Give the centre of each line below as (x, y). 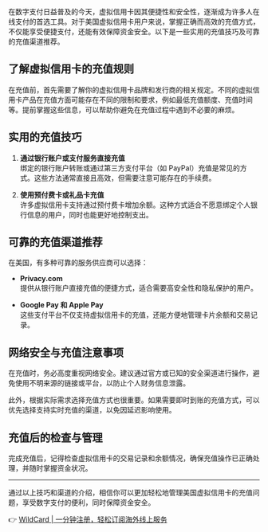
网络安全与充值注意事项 (66, 352)
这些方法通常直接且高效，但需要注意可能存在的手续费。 (125, 178)
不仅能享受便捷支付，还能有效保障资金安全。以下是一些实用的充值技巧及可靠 (134, 31)
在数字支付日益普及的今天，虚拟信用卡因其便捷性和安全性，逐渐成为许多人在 (134, 12)
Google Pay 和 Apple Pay (61, 305)
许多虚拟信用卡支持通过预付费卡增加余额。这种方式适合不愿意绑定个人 (135, 205)
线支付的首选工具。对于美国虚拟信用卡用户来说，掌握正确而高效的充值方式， (134, 22)
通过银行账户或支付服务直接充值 (72, 158)
